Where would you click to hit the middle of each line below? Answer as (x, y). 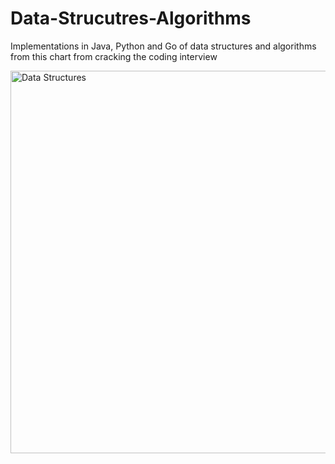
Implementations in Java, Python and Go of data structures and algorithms (163, 46)
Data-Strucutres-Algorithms (131, 18)
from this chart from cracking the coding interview (114, 56)
